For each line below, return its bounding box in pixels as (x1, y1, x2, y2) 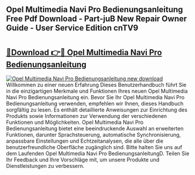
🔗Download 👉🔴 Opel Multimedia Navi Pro (6, 47, 163, 58)
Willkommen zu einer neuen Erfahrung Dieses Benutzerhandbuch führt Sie (6, 82, 187, 88)
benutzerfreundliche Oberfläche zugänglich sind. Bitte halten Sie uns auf (6, 144, 183, 150)
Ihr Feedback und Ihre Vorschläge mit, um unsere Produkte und (6, 156, 160, 163)
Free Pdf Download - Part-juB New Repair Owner (6, 14, 187, 24)
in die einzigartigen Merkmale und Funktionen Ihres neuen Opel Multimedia (6, 87, 188, 95)
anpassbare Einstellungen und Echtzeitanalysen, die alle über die (6, 137, 163, 144)
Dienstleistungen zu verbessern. (6, 163, 85, 169)
